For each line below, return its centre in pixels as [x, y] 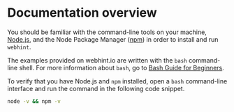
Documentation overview [82, 13]
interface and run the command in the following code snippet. [96, 88]
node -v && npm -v [34, 101]
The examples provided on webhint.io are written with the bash [97, 60]
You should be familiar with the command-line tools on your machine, [107, 32]
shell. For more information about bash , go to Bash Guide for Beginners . [122, 67]
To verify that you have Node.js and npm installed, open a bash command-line [117, 81]
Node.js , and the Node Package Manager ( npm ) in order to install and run [113, 39]
